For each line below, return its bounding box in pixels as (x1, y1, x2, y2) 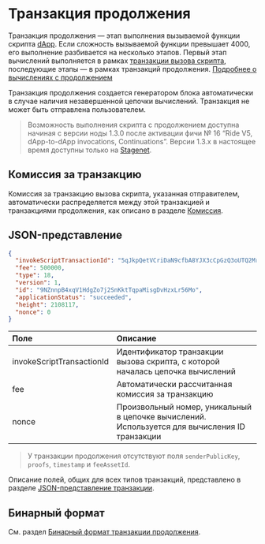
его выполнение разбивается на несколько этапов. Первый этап (8, 47, 227, 57)
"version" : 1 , (15, 279, 62, 287)
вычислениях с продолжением (8, 73, 113, 82)
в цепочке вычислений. (116, 412, 207, 423)
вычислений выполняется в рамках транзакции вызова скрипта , (8, 56, 226, 65)
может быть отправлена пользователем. (8, 104, 146, 114)
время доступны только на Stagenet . (27, 145, 152, 155)
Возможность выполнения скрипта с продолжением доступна (27, 120, 240, 129)
